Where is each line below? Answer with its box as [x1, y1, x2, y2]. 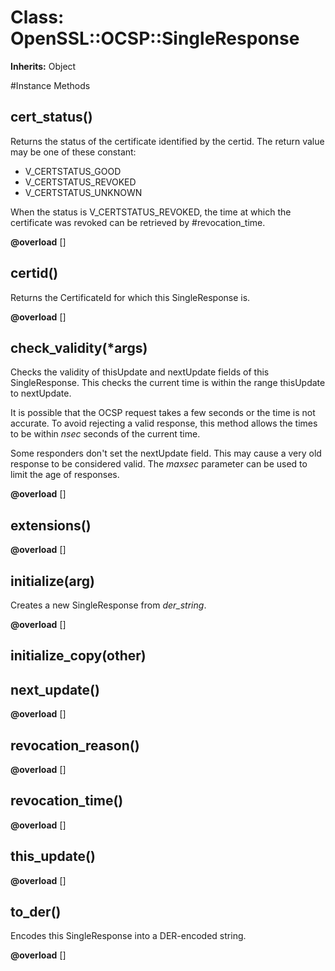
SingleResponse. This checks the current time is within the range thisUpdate [10, 377, 326, 389]
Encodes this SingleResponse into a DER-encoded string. [10, 930, 247, 942]
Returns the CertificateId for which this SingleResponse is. [10, 291, 251, 303]
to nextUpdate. [10, 387, 72, 400]
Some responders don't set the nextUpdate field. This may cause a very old [10, 447, 322, 460]
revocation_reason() [10, 737, 140, 754]
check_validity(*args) [10, 339, 148, 356]
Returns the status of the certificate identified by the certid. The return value [10, 135, 325, 147]
